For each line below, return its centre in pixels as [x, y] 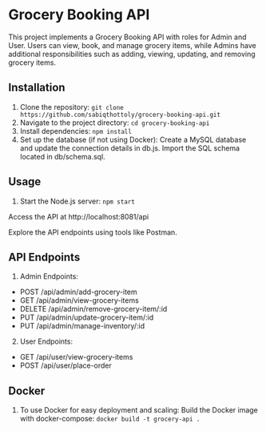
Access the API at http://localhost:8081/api [79, 216]
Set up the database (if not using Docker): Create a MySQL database [133, 139]
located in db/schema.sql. [62, 156]
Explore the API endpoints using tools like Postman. [93, 232]
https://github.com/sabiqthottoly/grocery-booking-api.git [120, 115]
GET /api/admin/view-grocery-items [79, 300]
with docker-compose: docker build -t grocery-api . [110, 419]
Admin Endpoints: [49, 276]
